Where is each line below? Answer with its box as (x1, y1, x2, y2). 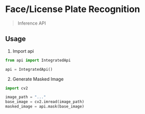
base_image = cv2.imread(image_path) (5, 99, 85, 104)
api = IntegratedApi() (5, 67, 53, 72)
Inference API (17, 20, 46, 26)
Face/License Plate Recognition (5, 4, 140, 15)
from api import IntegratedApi (5, 58, 71, 63)
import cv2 (5, 85, 28, 91)
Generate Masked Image (12, 76, 64, 82)
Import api (12, 48, 34, 54)
